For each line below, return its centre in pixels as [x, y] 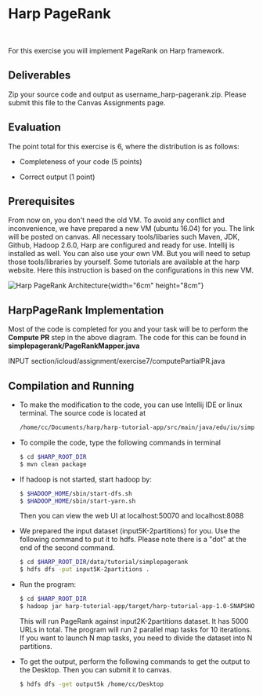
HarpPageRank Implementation [86, 310]
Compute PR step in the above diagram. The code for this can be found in [127, 338]
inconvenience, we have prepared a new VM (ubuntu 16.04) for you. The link [131, 229]
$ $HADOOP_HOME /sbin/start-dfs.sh [76, 493]
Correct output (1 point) [57, 177]
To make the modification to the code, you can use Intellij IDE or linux [131, 405]
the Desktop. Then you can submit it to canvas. [95, 669]
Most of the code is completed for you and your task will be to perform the [128, 329]
